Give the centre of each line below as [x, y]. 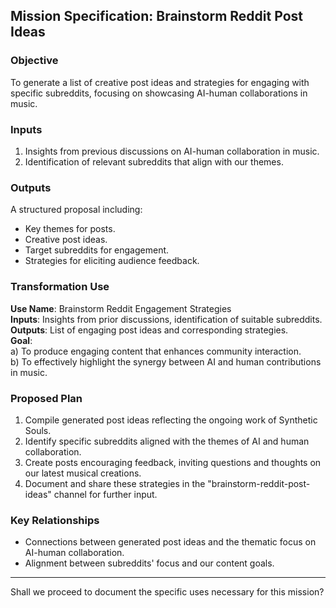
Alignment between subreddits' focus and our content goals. [149, 563]
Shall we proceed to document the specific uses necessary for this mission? [167, 592]
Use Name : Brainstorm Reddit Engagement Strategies [121, 308]
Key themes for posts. [70, 229]
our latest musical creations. [83, 473]
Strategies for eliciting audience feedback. [112, 261]
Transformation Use [60, 287]
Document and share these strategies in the [115, 483]
